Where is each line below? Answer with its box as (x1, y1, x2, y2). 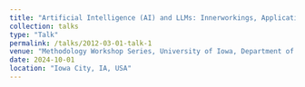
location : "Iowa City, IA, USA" (9, 64, 132, 73)
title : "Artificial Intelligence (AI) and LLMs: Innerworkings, (9, 13, 258, 23)
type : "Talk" (9, 30, 59, 39)
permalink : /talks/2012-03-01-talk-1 (9, 38, 152, 48)
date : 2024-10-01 (9, 55, 75, 64)
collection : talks (9, 22, 79, 31)
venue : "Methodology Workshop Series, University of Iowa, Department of (9, 47, 295, 56)
